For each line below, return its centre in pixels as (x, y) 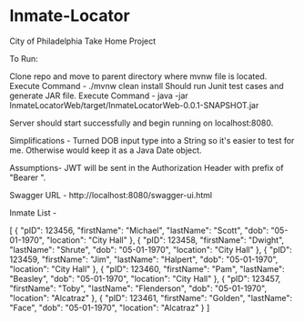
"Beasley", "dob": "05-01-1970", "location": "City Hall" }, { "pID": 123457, (145, 278)
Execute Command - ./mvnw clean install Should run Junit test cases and (147, 86)
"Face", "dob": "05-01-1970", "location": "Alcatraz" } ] (110, 307)
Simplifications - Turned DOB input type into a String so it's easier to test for (152, 140)
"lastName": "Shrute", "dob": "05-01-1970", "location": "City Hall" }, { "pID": (151, 249)
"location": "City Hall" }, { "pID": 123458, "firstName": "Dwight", (165, 240)
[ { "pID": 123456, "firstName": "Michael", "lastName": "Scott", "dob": (139, 230)
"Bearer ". (28, 177)
